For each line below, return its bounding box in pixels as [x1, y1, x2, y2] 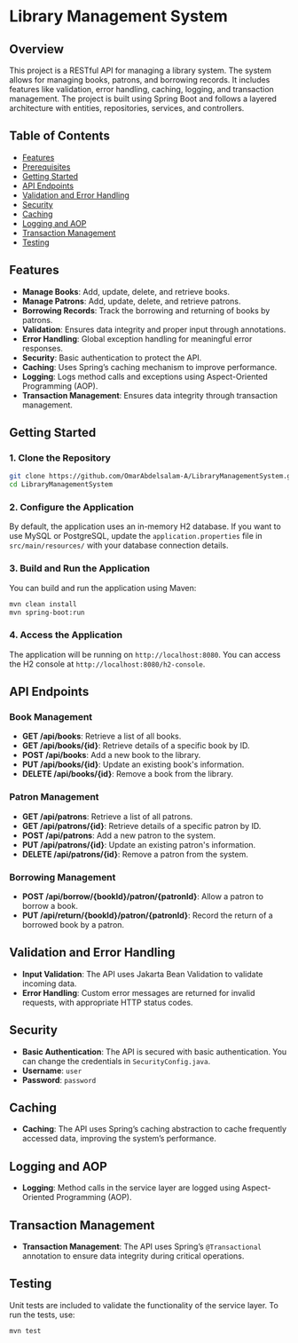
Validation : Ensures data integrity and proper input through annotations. [21, 324, 286, 335]
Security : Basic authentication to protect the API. [21, 352, 202, 363]
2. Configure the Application [9, 501, 135, 513]
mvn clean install [9, 599, 77, 609]
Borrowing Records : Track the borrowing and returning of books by [21, 304, 271, 316]
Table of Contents [9, 129, 111, 144]
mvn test [9, 1326, 42, 1335]
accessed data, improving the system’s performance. [21, 1134, 217, 1144]
